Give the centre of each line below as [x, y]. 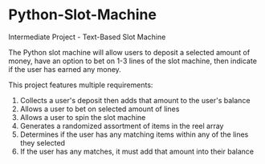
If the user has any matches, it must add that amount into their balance [137, 151]
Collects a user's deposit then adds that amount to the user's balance [135, 100]
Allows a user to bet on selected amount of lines [100, 109]
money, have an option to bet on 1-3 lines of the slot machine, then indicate [132, 61]
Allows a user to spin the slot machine [83, 117]
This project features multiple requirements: [81, 85]
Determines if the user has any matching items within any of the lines [134, 134]
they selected [43, 142]
